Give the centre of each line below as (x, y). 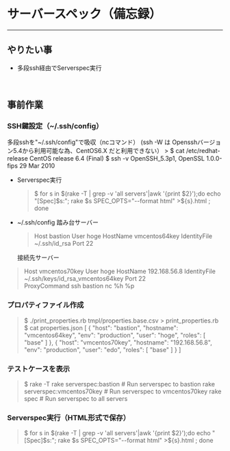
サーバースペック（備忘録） (85, 14)
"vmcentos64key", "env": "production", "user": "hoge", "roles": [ (115, 335)
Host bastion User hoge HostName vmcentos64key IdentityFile (123, 236)
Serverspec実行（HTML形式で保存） (69, 417)
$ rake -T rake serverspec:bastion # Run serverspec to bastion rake (119, 384)
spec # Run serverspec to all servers (76, 399)
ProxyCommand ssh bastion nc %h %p (79, 286)
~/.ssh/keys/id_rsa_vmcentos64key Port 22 (85, 279)
